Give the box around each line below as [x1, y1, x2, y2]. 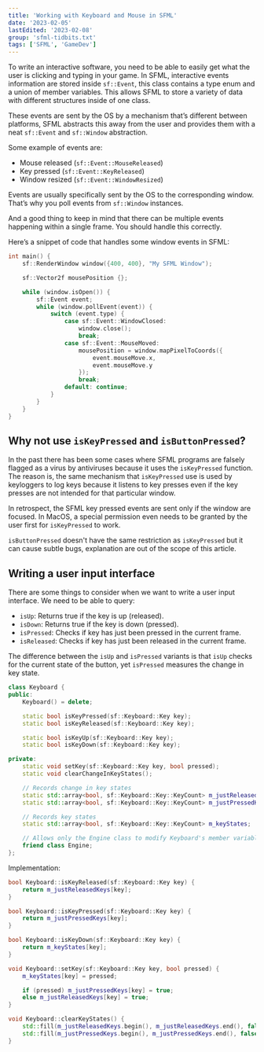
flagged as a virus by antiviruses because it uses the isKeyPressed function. [8, 463, 254, 473]
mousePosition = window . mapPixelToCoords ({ [78, 347, 223, 355]
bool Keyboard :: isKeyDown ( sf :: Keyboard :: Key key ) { [8, 936, 181, 944]
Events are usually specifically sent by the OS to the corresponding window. [8, 190, 254, 200]
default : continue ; [64, 383, 128, 392]
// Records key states [22, 813, 97, 821]
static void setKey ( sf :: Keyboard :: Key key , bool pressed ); [22, 763, 220, 771]
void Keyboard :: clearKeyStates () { [8, 1015, 125, 1023]
